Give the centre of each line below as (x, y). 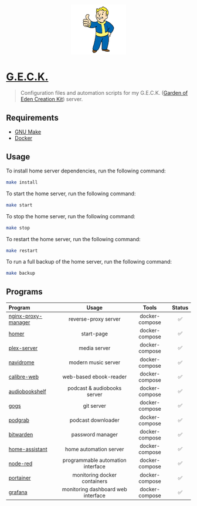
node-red (21, 463)
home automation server (95, 449)
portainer (20, 478)
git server (95, 405)
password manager (95, 435)
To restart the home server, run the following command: (73, 239)
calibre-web (24, 377)
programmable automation (95, 460)
